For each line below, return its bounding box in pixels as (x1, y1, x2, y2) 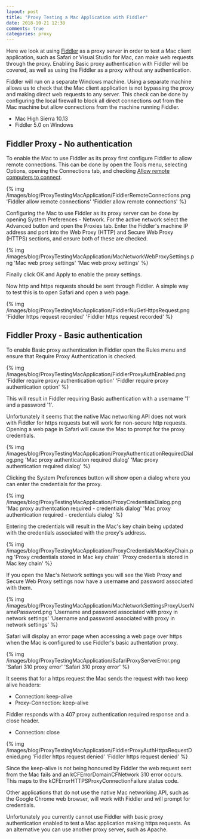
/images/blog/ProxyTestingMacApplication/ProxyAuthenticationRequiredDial (6, 450, 193, 457)
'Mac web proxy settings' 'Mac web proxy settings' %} (14, 259, 149, 266)
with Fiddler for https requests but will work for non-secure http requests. (6, 419, 187, 426)
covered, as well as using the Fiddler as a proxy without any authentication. (6, 66, 192, 74)
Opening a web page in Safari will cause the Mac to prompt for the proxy (6, 425, 185, 432)
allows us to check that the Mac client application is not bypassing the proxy (6, 84, 194, 91)
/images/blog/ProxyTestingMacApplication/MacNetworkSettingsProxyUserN (6, 602, 194, 609)
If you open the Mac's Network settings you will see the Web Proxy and (6, 571, 182, 578)
